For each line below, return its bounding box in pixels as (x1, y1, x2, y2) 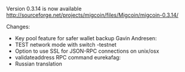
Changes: (6, 23, 30, 30)
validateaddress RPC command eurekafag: (14, 54, 121, 61)
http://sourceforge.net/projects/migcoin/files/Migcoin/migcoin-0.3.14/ (6, 11, 179, 19)
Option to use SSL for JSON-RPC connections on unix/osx (14, 47, 159, 55)
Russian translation (14, 60, 62, 67)
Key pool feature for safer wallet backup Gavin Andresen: (14, 35, 157, 41)
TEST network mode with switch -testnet (14, 41, 117, 48)
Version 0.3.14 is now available (6, 5, 82, 12)
